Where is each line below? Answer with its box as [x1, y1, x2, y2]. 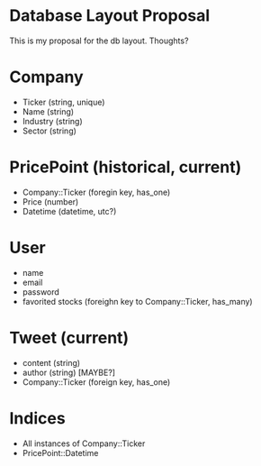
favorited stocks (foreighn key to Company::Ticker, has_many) [22, 296, 254, 306]
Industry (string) [22, 115, 83, 126]
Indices [9, 407, 66, 428]
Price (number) [22, 196, 79, 207]
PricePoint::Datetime [22, 447, 99, 458]
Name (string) [22, 105, 75, 117]
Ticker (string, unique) [22, 96, 105, 107]
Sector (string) [22, 125, 76, 136]
